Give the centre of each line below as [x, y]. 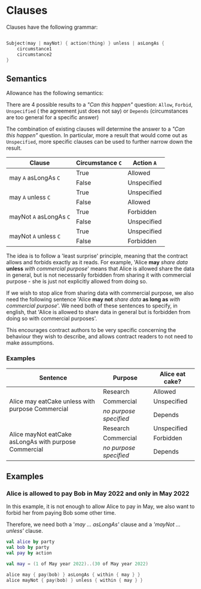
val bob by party [28, 548]
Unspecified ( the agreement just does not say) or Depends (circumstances [97, 111]
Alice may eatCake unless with [52, 401]
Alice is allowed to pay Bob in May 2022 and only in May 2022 [98, 493]
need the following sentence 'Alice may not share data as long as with [93, 300]
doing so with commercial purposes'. [52, 319]
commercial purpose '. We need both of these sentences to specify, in [92, 306]
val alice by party [31, 542]
